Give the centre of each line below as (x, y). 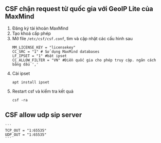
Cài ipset (21, 73)
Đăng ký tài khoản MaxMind (40, 28)
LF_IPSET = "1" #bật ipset (39, 56)
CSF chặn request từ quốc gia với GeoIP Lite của (79, 9)
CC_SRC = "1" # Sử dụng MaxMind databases (56, 51)
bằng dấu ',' (25, 64)
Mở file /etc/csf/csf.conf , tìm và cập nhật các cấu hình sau (72, 38)
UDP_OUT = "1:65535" (26, 135)
